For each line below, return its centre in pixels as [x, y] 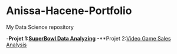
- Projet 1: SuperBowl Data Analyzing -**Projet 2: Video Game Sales [88, 38]
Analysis [17, 45]
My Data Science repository [40, 27]
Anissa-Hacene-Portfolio [69, 11]
